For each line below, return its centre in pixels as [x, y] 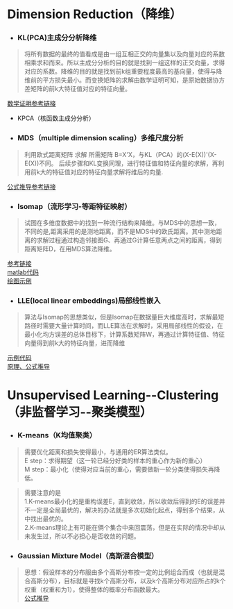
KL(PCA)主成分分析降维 [57, 37]
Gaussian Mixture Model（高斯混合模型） [88, 556]
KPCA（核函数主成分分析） [56, 118]
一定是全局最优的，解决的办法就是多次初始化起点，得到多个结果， [124, 510]
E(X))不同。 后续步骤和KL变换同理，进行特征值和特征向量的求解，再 [121, 163]
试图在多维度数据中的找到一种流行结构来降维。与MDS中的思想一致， [122, 223]
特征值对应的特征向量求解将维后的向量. [107, 172]
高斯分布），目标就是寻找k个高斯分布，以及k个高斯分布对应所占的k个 [128, 581]
